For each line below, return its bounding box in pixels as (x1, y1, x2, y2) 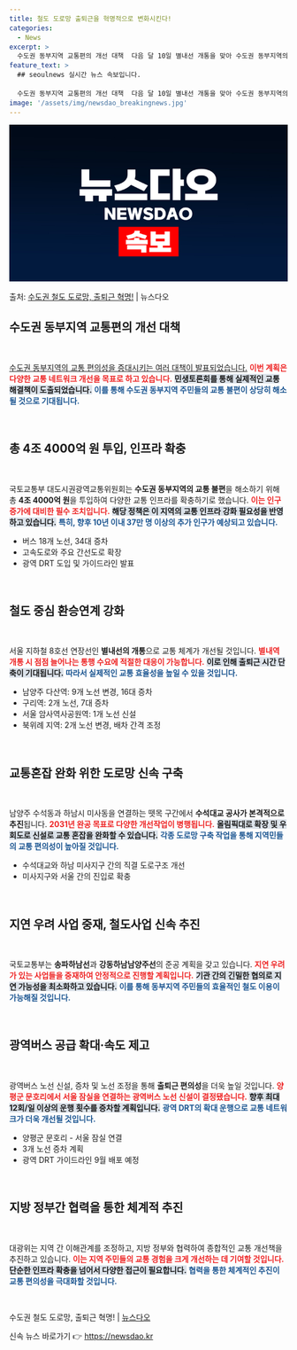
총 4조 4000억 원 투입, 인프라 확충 (9, 441, 187, 457)
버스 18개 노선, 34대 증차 (21, 535, 109, 546)
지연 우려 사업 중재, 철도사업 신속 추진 (9, 917, 201, 932)
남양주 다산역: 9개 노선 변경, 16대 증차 (21, 687, 153, 698)
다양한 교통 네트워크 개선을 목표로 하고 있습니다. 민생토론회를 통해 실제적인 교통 (9, 373, 280, 384)
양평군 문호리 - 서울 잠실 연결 (21, 1132, 123, 1143)
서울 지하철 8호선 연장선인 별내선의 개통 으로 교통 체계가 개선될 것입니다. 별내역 (9, 645, 280, 656)
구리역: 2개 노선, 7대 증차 (21, 698, 109, 708)
